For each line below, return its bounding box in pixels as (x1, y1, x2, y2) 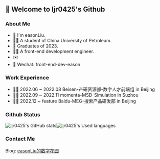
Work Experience (5, 74, 50, 81)
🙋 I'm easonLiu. (12, 32, 45, 38)
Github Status (5, 111, 40, 118)
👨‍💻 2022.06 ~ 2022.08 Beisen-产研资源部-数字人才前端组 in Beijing (12, 86, 155, 92)
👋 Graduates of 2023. (12, 43, 58, 49)
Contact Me (5, 136, 35, 143)
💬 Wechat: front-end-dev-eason (12, 61, 81, 67)
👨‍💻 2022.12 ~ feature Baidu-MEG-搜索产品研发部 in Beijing (12, 98, 136, 104)
